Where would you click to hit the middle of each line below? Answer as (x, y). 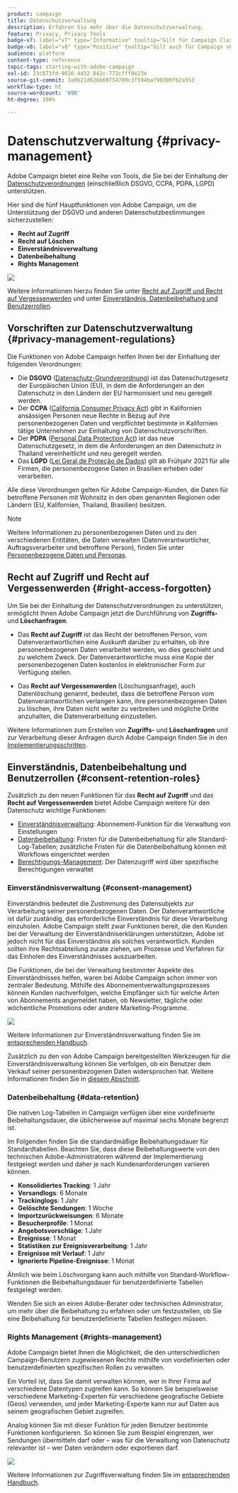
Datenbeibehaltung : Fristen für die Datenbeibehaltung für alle (107, 840)
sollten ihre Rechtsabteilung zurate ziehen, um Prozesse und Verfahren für (116, 948)
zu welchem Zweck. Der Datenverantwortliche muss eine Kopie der (116, 657)
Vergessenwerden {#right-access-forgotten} (110, 588)
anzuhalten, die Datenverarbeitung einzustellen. (87, 716)
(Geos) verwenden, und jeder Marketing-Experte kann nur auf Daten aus (113, 1404)
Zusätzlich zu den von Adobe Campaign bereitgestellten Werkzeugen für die (119, 1056)
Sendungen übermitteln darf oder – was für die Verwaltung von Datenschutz (119, 1440)
